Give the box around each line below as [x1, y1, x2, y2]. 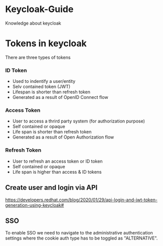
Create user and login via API [5, 183, 98, 192]
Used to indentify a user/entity [12, 78, 76, 84]
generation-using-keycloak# [5, 202, 64, 208]
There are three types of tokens [5, 54, 71, 60]
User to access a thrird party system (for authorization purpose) [12, 118, 145, 124]
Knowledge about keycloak [5, 20, 62, 26]
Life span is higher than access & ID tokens [12, 169, 102, 175]
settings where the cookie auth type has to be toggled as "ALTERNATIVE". [5, 235, 158, 241]
